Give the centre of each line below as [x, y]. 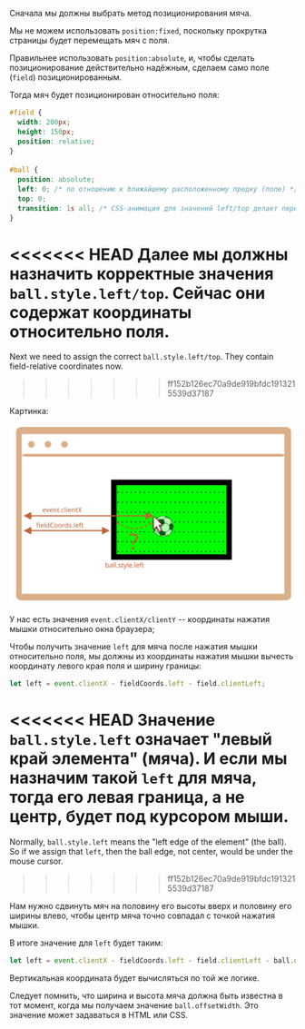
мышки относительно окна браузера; [82, 629]
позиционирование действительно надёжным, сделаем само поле [139, 68]
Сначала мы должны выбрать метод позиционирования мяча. [131, 13]
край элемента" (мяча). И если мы [148, 759]
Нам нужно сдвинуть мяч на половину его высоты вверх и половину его [151, 906]
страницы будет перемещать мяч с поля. [90, 40]
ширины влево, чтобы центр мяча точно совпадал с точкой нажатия [142, 915]
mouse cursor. [36, 861]
